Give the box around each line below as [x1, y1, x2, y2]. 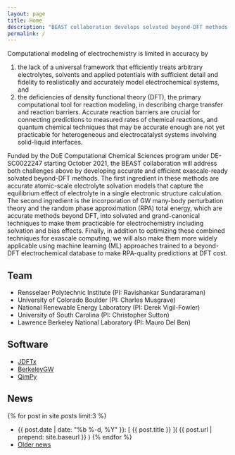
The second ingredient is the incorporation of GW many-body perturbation [7, 197, 224, 205]
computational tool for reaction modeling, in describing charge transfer [17, 100, 224, 109]
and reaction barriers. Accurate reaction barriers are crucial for [17, 108, 201, 116]
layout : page [7, 10, 46, 18]
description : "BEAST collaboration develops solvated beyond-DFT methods [7, 23, 229, 30]
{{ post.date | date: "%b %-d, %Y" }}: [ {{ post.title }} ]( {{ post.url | [17, 425, 212, 434]
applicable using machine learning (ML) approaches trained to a [7, 241, 193, 250]
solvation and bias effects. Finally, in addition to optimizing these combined [7, 226, 225, 235]
